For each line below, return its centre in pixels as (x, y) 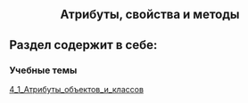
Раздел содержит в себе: (83, 45)
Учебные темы (43, 70)
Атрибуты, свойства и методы (150, 15)
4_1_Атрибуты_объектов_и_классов (77, 90)
